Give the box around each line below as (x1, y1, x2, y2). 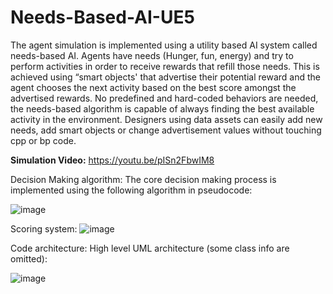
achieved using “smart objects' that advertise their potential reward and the (10, 71, 321, 83)
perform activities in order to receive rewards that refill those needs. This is (10, 60, 320, 72)
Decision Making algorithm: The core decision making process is (10, 173, 277, 185)
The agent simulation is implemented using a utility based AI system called (10, 39, 318, 51)
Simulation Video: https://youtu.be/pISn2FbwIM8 (10, 154, 215, 166)
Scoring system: (10, 222, 78, 235)
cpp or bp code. (10, 134, 77, 146)
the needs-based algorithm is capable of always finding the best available (10, 102, 315, 115)
